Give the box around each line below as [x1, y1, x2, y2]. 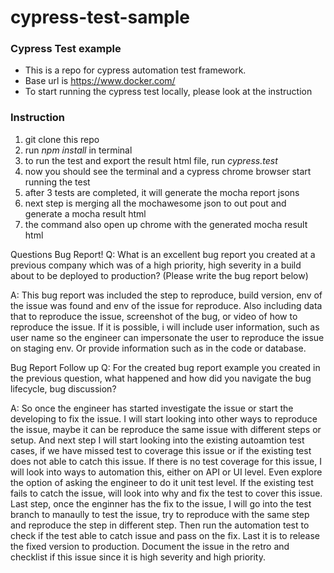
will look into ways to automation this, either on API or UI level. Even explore [10, 466, 323, 478]
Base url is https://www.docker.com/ [24, 75, 176, 87]
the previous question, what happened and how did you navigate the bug [10, 372, 312, 384]
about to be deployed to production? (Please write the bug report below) [10, 269, 309, 281]
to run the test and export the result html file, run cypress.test [24, 154, 278, 166]
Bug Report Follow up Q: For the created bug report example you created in [10, 361, 321, 373]
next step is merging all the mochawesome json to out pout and [24, 197, 287, 209]
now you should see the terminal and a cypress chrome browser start [24, 165, 312, 177]
